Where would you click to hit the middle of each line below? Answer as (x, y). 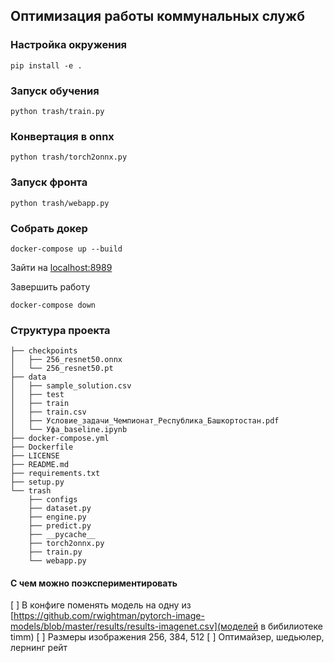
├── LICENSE (35, 456)
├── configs (53, 500)
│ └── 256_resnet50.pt (62, 369)
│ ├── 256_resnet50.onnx (66, 360)
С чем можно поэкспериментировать (94, 583)
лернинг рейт (39, 648)
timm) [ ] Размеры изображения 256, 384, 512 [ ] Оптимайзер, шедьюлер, (167, 637)
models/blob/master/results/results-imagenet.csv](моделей (134, 626)
